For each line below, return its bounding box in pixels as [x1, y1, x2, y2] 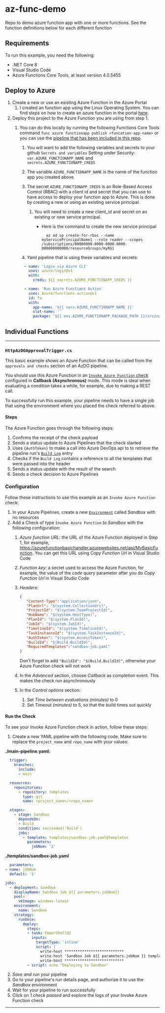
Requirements [5, 39, 49, 48]
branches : [14, 763, 34, 767]
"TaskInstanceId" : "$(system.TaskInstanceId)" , [26, 630, 126, 635]
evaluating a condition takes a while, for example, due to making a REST [5, 383, 151, 389]
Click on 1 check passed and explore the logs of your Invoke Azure [12, 992, 147, 998]
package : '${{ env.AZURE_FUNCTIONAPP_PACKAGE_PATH [32, 314, 139, 319]
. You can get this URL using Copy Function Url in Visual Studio [32, 550, 160, 556]
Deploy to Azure [5, 86, 55, 95]
